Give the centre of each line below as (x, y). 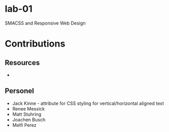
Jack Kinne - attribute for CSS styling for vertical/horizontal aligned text (88, 103)
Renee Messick (28, 108)
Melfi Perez (24, 125)
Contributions (35, 44)
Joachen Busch (29, 119)
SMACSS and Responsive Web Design (45, 23)
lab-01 (19, 9)
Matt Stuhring (27, 114)
